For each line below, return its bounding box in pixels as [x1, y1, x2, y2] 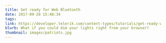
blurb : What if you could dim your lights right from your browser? [5, 26, 149, 31]
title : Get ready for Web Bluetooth [5, 7, 81, 12]
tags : [5, 16, 16, 21]
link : [5, 21, 16, 26]
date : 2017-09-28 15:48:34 [5, 12, 61, 17]
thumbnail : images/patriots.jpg [5, 30, 72, 35]
